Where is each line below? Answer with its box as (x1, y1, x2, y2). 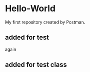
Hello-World (5, 3, 56, 14)
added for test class (5, 61, 67, 69)
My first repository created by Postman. (5, 19, 86, 25)
